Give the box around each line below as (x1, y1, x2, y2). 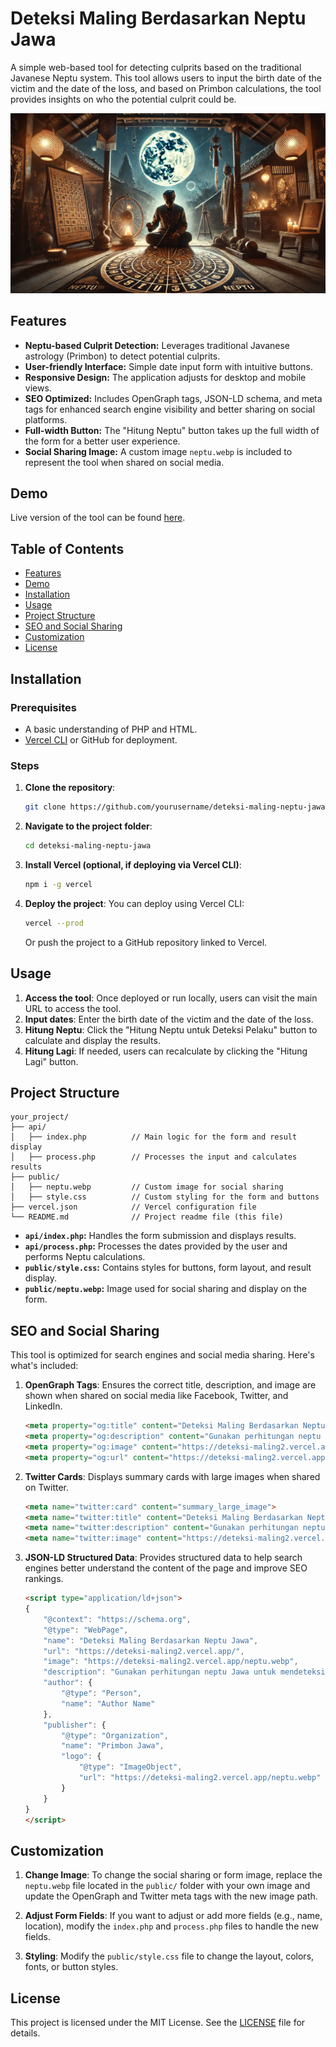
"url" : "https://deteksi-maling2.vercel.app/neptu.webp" (78, 1773, 322, 1783)
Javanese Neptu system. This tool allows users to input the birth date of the (10, 72, 322, 84)
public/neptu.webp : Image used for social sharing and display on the (24, 1283, 307, 1295)
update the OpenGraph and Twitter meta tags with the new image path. (24, 1890, 318, 1902)
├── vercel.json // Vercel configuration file (10, 1202, 257, 1212)
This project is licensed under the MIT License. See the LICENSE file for (10, 2017, 306, 2029)
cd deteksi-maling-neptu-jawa (24, 841, 152, 851)
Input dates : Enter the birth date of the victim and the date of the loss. (24, 1013, 314, 1025)
